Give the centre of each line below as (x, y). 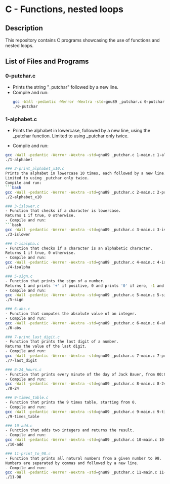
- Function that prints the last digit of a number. (62, 342)
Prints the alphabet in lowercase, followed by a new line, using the (81, 130)
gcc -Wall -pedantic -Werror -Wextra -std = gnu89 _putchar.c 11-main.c (81, 472)
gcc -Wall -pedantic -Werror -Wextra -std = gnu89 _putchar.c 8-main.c (80, 384)
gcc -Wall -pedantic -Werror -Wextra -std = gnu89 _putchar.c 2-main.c (80, 192)
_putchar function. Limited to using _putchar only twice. (71, 136)
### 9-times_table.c (27, 398)
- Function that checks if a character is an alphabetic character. (79, 248)
